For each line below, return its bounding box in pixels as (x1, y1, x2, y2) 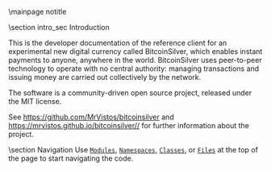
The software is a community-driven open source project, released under (8, 88, 252, 98)
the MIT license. (8, 97, 62, 106)
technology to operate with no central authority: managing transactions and (8, 64, 260, 73)
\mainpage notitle (8, 7, 67, 16)
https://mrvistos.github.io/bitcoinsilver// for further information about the (8, 121, 250, 130)
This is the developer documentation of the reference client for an (8, 38, 227, 48)
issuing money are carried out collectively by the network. (8, 73, 202, 81)
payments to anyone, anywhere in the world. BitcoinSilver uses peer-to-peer (8, 56, 262, 65)
